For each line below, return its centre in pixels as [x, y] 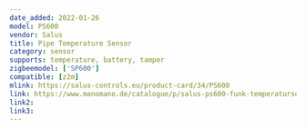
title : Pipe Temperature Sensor [71, 43]
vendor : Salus [36, 35]
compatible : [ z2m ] [44, 77]
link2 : [22, 102]
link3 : [22, 111]
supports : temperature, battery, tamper [87, 60]
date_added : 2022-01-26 [55, 18]
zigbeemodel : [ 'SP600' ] [55, 69]
